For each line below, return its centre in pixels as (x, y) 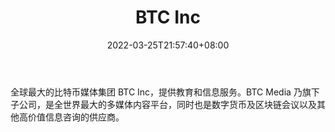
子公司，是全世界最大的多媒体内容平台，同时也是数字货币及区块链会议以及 (163, 104)
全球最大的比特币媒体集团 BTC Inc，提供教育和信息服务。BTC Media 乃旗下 (165, 92)
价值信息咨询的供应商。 (76, 117)
